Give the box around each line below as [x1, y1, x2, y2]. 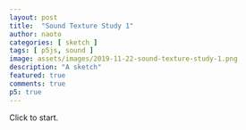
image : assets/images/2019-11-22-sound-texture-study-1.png [9, 54, 239, 63]
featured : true [9, 71, 66, 80]
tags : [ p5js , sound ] [9, 46, 94, 55]
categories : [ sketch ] [9, 37, 98, 47]
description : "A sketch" [9, 63, 102, 72]
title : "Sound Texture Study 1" [9, 21, 134, 30]
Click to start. [9, 112, 59, 123]
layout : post [9, 12, 58, 22]
